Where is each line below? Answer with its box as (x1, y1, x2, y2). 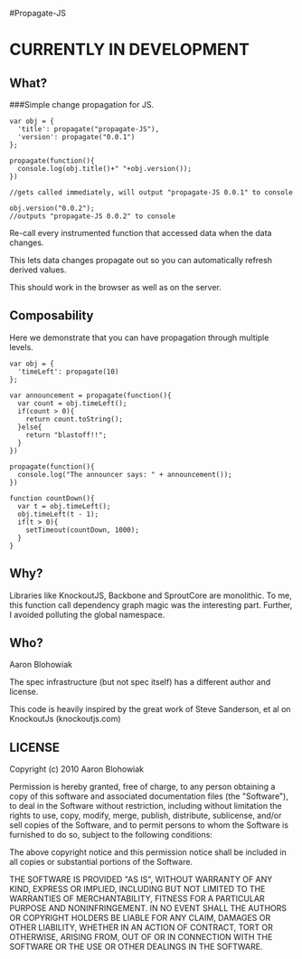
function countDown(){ (9, 493, 95, 503)
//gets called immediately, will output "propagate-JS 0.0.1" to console (9, 188, 294, 197)
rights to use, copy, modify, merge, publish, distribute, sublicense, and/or (9, 810, 282, 821)
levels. (9, 341, 33, 352)
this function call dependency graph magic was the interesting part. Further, (9, 599, 293, 610)
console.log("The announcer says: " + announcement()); (17, 470, 232, 479)
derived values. (9, 264, 67, 275)
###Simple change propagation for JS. (9, 100, 155, 109)
